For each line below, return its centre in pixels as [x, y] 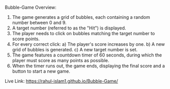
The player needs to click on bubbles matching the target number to [83, 33]
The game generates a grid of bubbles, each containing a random [81, 17]
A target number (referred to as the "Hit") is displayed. [69, 28]
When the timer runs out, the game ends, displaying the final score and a [88, 66]
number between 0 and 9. [39, 23]
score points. [26, 39]
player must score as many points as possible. [61, 60]
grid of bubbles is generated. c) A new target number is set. [75, 50]
